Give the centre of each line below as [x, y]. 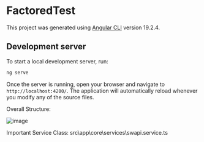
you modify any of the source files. [50, 97]
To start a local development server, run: [57, 61]
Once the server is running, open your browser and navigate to [86, 84]
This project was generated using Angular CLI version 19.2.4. [83, 27]
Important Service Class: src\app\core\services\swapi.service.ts [87, 132]
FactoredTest [41, 11]
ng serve [17, 73]
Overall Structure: [28, 109]
